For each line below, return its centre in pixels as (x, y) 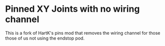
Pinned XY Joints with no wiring (73, 9)
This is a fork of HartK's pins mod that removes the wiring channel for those (83, 33)
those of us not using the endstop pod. (45, 38)
